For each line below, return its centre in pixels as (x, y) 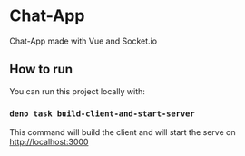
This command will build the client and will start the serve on (122, 132)
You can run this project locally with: (77, 91)
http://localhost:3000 (49, 142)
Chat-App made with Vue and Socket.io (83, 41)
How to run (41, 69)
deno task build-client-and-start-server (102, 113)
